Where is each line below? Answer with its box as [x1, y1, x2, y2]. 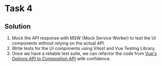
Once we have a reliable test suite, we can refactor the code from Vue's [11, 50, 157, 56]
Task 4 [4, 3, 33, 14]
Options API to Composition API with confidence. [11, 56, 111, 61]
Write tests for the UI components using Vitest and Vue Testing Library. [11, 46, 156, 51]
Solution [4, 22, 31, 31]
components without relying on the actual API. [11, 40, 106, 46]
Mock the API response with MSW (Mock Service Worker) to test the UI [11, 35, 157, 41]
